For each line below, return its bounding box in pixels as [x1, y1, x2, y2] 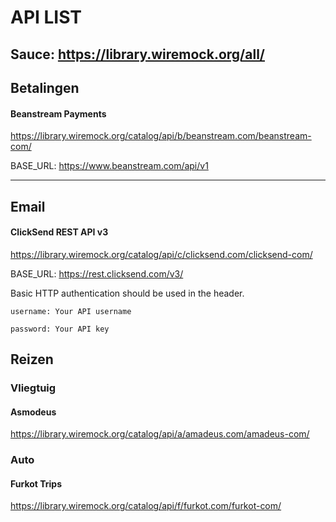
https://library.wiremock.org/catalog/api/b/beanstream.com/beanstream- [10, 130, 312, 142]
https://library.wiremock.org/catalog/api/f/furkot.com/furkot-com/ [10, 500, 282, 512]
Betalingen [10, 79, 80, 96]
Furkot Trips [10, 477, 62, 490]
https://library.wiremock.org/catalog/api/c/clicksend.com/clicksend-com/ [10, 248, 313, 260]
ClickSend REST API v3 [10, 226, 109, 238]
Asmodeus [10, 406, 57, 418]
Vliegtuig [10, 381, 57, 395]
